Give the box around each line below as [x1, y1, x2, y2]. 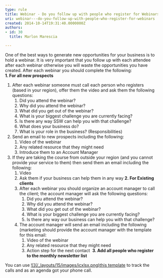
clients [19, 180, 34, 186]
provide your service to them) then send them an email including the [12, 159, 149, 166]
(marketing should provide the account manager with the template [19, 227, 152, 233]
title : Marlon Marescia [9, 35, 57, 39]
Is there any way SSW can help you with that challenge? [19, 118, 132, 124]
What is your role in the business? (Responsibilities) [19, 129, 123, 134]
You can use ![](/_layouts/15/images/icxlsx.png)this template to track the [5, 262, 149, 268]
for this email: [19, 232, 47, 238]
